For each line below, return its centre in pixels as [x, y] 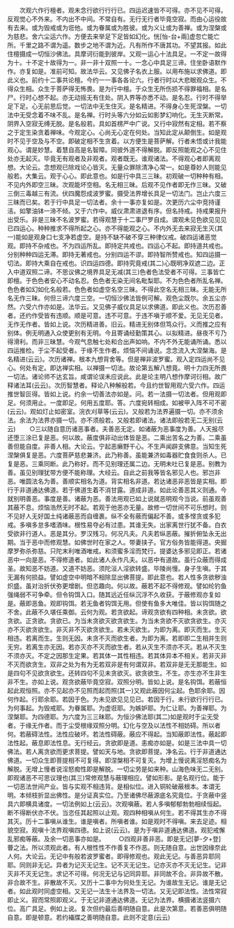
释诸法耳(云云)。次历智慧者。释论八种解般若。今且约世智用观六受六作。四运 [116, 385]
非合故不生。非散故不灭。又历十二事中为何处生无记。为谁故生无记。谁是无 [114, 882]
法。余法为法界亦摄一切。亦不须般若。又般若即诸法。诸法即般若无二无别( [112, 420]
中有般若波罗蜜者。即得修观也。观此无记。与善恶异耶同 [141, 856]
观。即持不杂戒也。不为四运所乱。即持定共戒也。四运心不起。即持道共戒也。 [117, 246]
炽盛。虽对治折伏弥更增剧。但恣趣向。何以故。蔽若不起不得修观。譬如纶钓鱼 [117, 586]
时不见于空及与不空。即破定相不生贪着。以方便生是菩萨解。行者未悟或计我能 [117, 141]
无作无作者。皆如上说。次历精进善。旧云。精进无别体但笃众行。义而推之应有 [117, 324]
